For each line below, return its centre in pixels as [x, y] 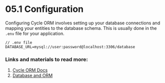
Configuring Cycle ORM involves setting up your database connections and [83, 23]
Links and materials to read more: [47, 59]
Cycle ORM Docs [30, 70]
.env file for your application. [35, 33]
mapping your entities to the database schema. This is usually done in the [81, 28]
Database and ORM [32, 76]
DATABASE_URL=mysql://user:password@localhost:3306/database [70, 47]
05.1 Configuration [44, 9]
